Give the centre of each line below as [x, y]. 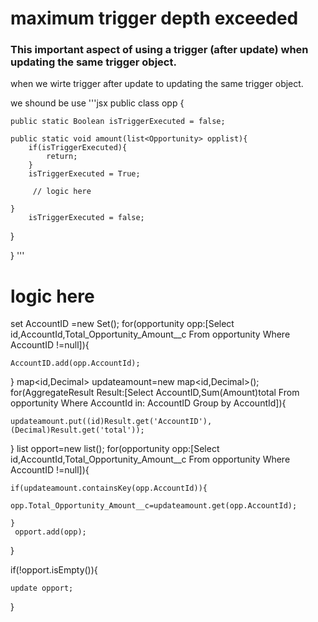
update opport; [42, 588]
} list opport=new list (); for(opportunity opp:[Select [115, 449]
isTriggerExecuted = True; [84, 174]
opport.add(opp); [50, 532]
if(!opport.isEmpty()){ [54, 570]
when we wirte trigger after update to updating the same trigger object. [157, 84]
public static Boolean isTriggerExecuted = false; [118, 122]
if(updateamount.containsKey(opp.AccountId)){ [109, 488]
